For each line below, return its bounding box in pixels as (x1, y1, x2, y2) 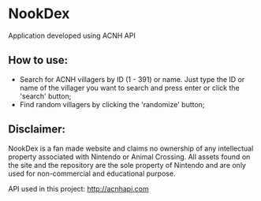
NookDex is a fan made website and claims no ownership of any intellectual (8, 143, 254, 153)
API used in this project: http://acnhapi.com (8, 184, 149, 193)
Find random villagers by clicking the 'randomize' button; (19, 99, 205, 109)
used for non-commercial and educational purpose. (8, 169, 176, 178)
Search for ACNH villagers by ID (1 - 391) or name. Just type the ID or (19, 74, 245, 84)
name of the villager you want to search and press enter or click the (19, 83, 240, 92)
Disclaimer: (8, 123, 65, 136)
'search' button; (19, 91, 72, 101)
